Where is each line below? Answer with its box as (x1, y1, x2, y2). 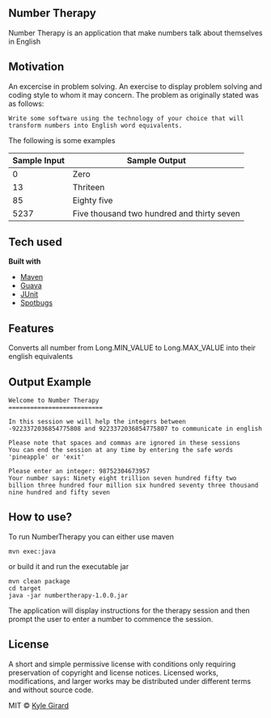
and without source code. (8, 685, 94, 695)
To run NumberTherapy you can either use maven (8, 531, 174, 541)
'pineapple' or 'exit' (8, 453, 85, 462)
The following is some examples (8, 135, 116, 145)
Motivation (8, 60, 65, 74)
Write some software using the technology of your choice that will (8, 114, 244, 122)
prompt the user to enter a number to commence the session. (8, 614, 214, 623)
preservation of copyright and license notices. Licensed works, (8, 667, 218, 678)
